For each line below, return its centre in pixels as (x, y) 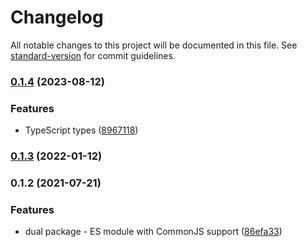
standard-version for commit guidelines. (93, 55)
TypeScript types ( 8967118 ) (81, 130)
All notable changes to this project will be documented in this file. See (154, 45)
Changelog (57, 17)
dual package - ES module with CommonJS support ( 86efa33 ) (153, 232)
